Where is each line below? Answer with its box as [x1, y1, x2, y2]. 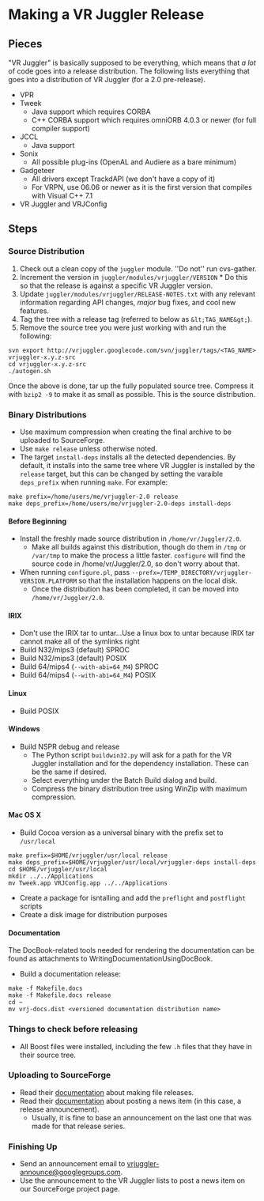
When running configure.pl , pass [19, 568, 130, 577]
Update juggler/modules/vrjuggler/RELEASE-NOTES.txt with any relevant [19, 289, 255, 298]
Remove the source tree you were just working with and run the [19, 323, 227, 332]
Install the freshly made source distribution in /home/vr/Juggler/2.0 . [19, 534, 242, 543]
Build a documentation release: [19, 969, 121, 979]
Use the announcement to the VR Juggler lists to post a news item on [19, 1176, 246, 1185]
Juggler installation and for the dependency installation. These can [31, 758, 249, 768]
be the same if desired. [31, 767, 107, 776]
